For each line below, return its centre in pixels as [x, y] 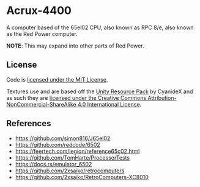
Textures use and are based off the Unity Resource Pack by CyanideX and [100, 91]
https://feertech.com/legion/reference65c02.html [77, 151]
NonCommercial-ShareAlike [41, 104]
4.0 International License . [109, 104]
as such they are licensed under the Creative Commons [76, 97]
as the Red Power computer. [42, 34]
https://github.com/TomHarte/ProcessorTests [72, 157]
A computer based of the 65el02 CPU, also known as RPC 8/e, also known [100, 27]
